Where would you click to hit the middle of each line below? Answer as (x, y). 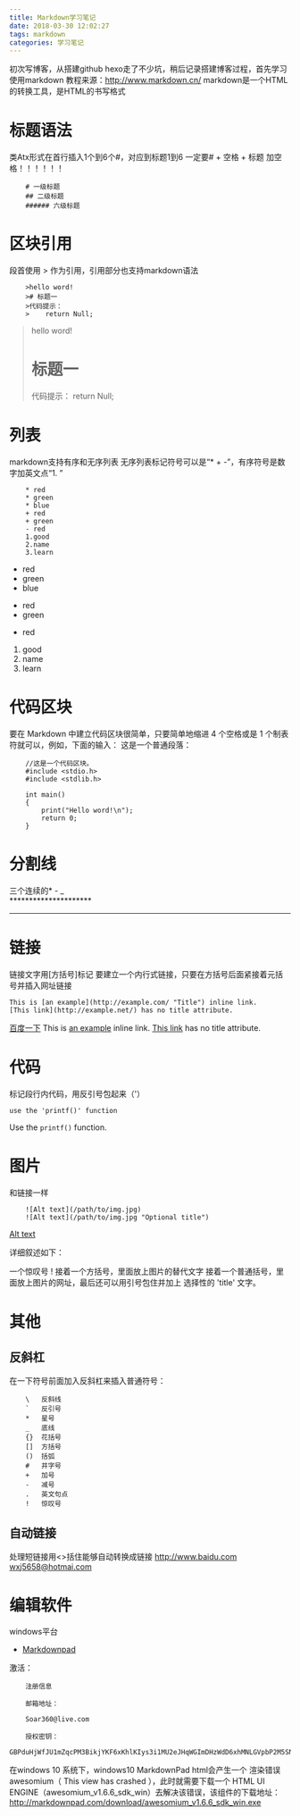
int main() (46, 795)
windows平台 (33, 1632)
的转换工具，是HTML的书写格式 (68, 91)
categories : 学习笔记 (47, 42)
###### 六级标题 (53, 206)
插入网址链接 (48, 985)
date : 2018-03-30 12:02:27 (59, 26)
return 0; (59, 818)
